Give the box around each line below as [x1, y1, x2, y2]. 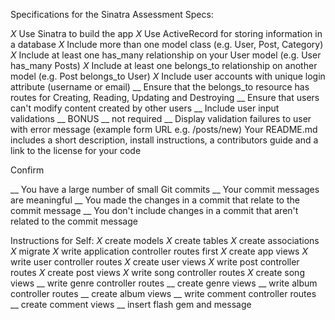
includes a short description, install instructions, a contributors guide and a [10, 134, 319, 146]
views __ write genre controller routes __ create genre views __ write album [10, 277, 318, 289]
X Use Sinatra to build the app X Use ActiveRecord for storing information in [10, 28, 323, 39]
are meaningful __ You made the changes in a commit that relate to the [10, 194, 300, 206]
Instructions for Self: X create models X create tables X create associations [10, 235, 320, 246]
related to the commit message [10, 215, 138, 227]
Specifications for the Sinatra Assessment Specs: [10, 9, 214, 20]
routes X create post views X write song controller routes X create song [10, 267, 305, 278]
